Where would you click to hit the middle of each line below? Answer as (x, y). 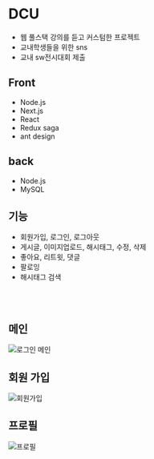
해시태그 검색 (41, 277)
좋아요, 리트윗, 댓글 (50, 257)
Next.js (32, 111)
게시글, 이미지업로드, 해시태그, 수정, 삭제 (83, 247)
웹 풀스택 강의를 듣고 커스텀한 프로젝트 (80, 37)
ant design (37, 136)
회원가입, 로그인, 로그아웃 (60, 237)
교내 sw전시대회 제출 (53, 57)
